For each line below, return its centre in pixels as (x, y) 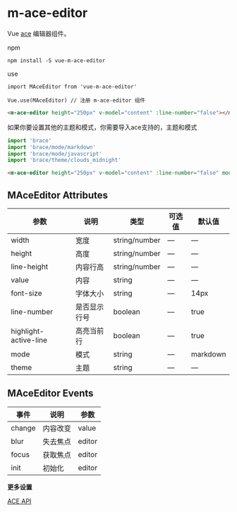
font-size (26, 293)
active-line (29, 340)
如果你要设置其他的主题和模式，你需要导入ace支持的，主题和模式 (102, 127)
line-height (30, 267)
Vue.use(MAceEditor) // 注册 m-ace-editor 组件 (77, 100)
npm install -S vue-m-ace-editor (56, 60)
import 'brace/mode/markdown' (52, 147)
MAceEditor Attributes (57, 195)
